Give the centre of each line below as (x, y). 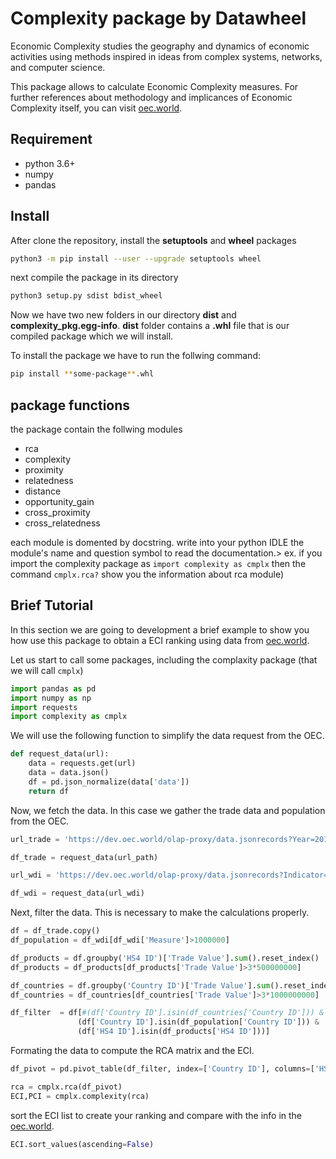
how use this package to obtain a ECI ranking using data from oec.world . (160, 640)
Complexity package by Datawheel (158, 18)
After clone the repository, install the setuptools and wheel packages (153, 240)
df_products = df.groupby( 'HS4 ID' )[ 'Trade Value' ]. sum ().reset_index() (165, 958)
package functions (70, 405)
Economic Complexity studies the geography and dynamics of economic (160, 46)
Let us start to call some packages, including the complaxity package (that (164, 659)
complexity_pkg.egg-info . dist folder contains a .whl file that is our (150, 326)
